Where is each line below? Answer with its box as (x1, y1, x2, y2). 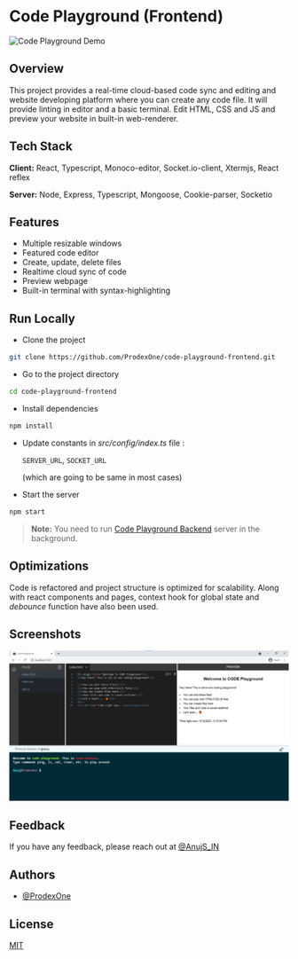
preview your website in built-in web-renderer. (9, 113, 179, 123)
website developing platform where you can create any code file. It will (9, 94, 268, 105)
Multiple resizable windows (21, 238, 122, 249)
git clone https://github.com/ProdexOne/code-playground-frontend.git (9, 353, 276, 362)
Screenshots (9, 626, 82, 641)
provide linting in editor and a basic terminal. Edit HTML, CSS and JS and (9, 104, 276, 114)
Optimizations (9, 559, 89, 574)
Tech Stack (9, 139, 73, 154)
